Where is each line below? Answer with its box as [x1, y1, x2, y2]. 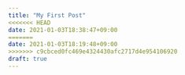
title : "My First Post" [8, 11, 87, 20]
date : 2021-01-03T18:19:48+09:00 [8, 41, 118, 48]
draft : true [8, 55, 47, 63]
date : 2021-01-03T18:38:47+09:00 [8, 26, 118, 34]
